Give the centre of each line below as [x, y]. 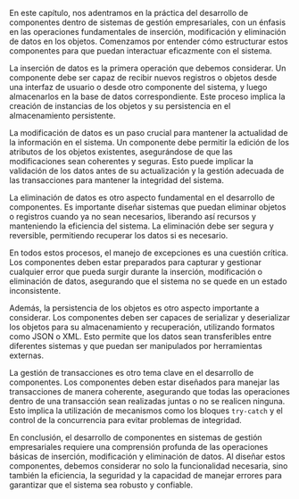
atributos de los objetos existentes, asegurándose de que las [121, 152]
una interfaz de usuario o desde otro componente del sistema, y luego [138, 87]
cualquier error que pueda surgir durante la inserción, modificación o [136, 272]
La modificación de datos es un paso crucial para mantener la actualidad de [149, 133]
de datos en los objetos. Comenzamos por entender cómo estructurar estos [149, 41]
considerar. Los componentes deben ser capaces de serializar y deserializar [149, 317]
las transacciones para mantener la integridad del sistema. [117, 180]
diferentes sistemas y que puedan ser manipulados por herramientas [136, 346]
